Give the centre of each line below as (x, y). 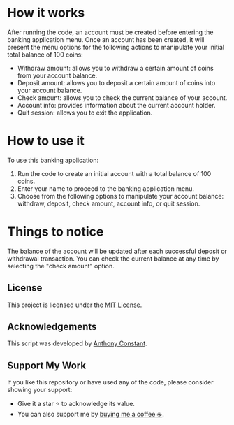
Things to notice (56, 232)
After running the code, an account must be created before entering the (111, 32)
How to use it (46, 141)
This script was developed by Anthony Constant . (78, 343)
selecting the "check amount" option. (61, 266)
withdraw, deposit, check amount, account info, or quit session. (109, 203)
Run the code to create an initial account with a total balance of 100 (114, 173)
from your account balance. (57, 75)
